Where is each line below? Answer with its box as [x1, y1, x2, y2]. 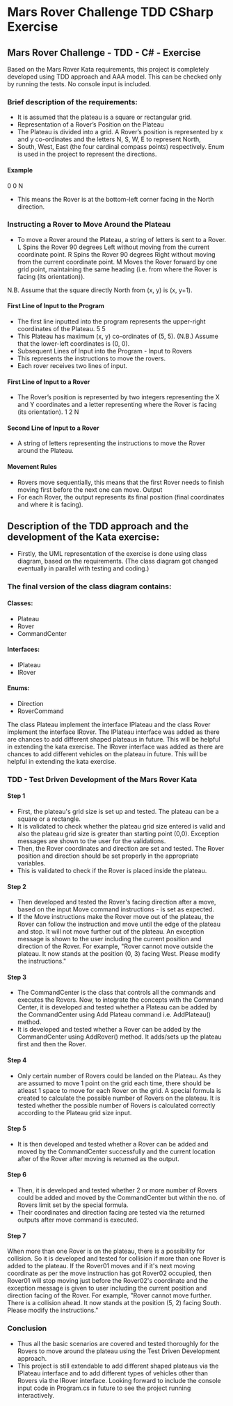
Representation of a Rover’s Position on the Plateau [17, 120, 165, 129]
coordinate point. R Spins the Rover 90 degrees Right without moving [17, 250, 216, 258]
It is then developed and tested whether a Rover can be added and [17, 1140, 209, 1148]
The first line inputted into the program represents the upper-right [17, 317, 207, 326]
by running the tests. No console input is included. [7, 80, 152, 88]
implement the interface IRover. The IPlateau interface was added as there [7, 728, 220, 736]
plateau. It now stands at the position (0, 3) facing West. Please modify [17, 950, 220, 958]
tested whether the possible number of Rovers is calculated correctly [17, 1101, 216, 1110]
